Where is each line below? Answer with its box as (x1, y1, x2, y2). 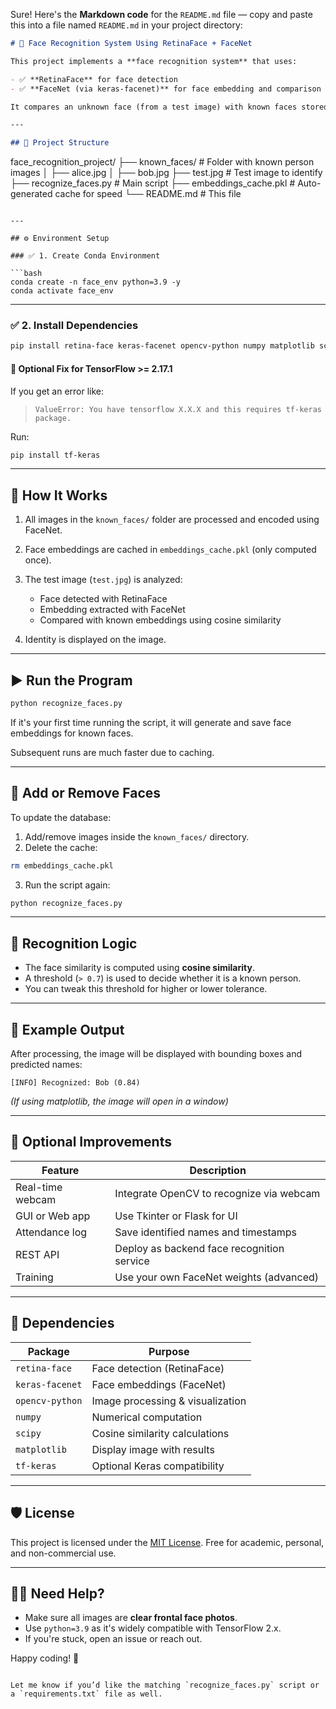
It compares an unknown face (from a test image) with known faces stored (10, 102, 329, 112)
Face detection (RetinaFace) (91, 1361, 225, 1375)
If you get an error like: (10, 385, 105, 397)
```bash (10, 269, 43, 279)
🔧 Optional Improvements (10, 1134, 172, 1151)
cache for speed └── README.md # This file (54, 188, 242, 200)
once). (24, 554, 52, 566)
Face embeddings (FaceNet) (91, 1377, 227, 1391)
